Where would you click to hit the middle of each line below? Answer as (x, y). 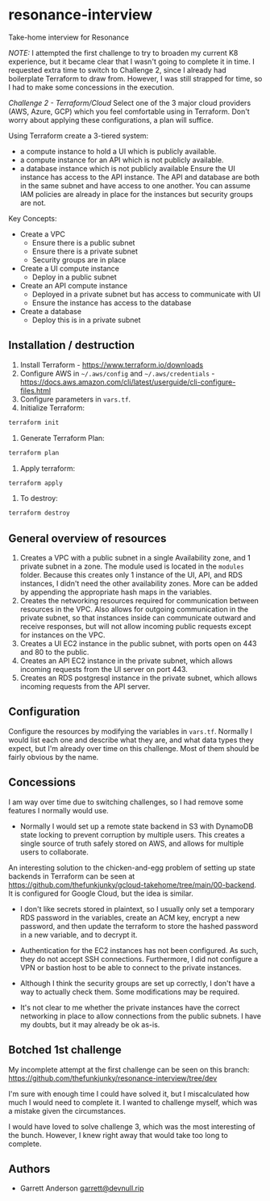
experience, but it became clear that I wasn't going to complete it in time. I (132, 61)
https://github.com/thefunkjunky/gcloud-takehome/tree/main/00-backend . (132, 884)
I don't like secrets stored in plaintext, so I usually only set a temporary (137, 909)
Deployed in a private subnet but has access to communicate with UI (146, 294)
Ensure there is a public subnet (83, 242)
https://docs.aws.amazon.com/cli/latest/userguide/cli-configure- (128, 382)
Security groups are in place (79, 259)
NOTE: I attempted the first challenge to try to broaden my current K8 (123, 52)
